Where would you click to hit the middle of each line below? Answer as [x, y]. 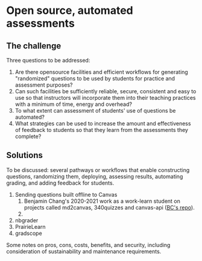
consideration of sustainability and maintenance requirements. [84, 251]
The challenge [34, 46]
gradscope [28, 233]
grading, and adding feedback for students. [60, 183]
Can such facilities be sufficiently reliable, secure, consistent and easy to [106, 91]
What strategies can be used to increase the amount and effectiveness [103, 124]
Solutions [25, 155]
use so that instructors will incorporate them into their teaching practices [105, 98]
